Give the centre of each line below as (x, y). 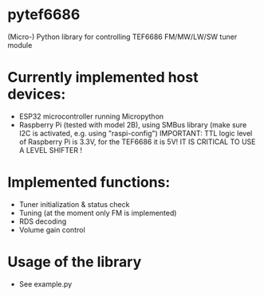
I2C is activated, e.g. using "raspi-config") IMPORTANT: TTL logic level (136, 133)
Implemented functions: (89, 183)
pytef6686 (44, 15)
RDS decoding (43, 221)
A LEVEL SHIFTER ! (51, 150)
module (20, 45)
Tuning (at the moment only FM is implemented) (98, 213)
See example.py (45, 283)
